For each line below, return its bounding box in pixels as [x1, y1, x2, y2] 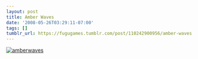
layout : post [6, 8, 39, 15]
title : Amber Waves [6, 14, 55, 20]
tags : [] [6, 25, 28, 31]
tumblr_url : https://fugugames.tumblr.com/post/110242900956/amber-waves [6, 31, 193, 37]
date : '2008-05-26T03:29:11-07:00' [6, 19, 94, 25]
